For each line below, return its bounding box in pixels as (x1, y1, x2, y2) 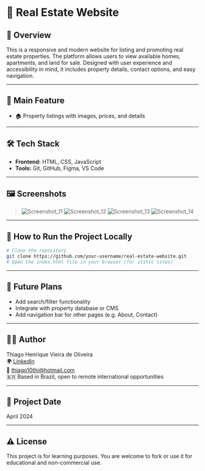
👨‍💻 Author (6, 335, 46, 345)
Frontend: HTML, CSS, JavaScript (15, 158, 102, 165)
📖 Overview (6, 30, 51, 40)
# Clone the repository (6, 248, 67, 254)
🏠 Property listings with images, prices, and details (15, 112, 145, 119)
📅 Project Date (6, 396, 62, 407)
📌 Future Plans (6, 281, 63, 292)
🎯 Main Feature (6, 95, 65, 106)
